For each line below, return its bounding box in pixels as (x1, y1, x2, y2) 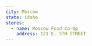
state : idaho (5, 14, 38, 20)
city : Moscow (5, 8, 38, 15)
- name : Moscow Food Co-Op (11, 25, 78, 32)
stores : (5, 20, 25, 26)
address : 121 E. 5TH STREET (16, 31, 86, 37)
